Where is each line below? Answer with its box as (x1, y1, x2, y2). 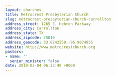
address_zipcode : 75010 (5, 35, 55, 40)
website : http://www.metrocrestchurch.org (5, 44, 95, 49)
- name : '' (5, 53, 28, 59)
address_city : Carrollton (5, 26, 59, 31)
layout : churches (5, 7, 42, 12)
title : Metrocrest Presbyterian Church (5, 12, 89, 17)
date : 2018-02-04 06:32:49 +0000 (5, 63, 75, 68)
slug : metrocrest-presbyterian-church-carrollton (5, 16, 111, 21)
